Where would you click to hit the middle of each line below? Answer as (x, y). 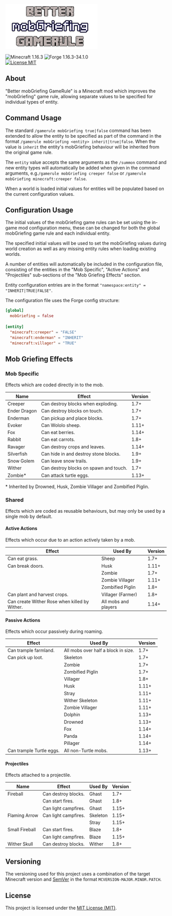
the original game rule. (29, 152)
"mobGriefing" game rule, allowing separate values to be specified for (79, 96)
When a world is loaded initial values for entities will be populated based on (85, 189)
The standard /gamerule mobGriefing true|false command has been (78, 130)
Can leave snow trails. (64, 461)
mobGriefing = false (32, 316)
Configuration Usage (39, 210)
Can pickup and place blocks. (72, 418)
